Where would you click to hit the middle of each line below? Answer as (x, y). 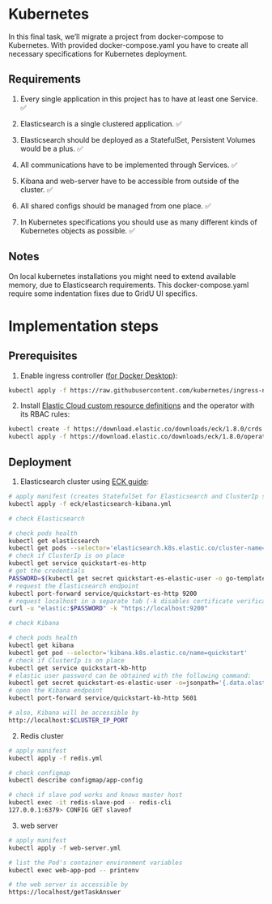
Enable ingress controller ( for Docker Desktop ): (99, 375)
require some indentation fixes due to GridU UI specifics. (103, 293)
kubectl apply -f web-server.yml (65, 848)
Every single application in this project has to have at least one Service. (139, 99)
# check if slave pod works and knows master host (96, 795)
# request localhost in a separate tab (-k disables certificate (121, 601)
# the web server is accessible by (68, 885)
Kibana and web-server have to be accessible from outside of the (130, 181)
